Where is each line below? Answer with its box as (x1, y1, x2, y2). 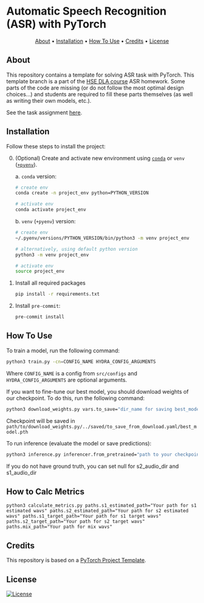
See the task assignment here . (6, 108, 83, 116)
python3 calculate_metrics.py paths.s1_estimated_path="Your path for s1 (6, 503, 197, 509)
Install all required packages (15, 279, 86, 287)
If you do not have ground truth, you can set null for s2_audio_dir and (6, 462, 179, 470)
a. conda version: (15, 172, 56, 180)
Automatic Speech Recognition (6, 4, 167, 18)
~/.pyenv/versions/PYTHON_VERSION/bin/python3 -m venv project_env (15, 235, 189, 241)
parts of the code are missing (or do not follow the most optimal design (6, 84, 184, 91)
